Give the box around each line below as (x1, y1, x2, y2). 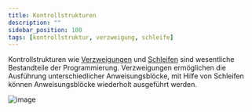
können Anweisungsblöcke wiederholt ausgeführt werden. (8, 80, 198, 89)
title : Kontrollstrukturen (8, 11, 97, 20)
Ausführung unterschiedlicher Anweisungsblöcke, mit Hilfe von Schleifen (8, 71, 245, 81)
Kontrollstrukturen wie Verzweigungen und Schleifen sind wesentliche (8, 55, 235, 64)
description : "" (8, 19, 61, 27)
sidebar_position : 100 (8, 26, 82, 34)
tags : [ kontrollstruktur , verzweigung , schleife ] (8, 33, 174, 42)
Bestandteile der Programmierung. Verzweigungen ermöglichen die (8, 63, 226, 73)
